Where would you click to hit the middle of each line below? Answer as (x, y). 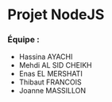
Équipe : (24, 40)
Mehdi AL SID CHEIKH (55, 65)
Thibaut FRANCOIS (50, 82)
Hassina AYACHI (46, 57)
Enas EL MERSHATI (50, 74)
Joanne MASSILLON (52, 91)
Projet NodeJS (56, 15)
